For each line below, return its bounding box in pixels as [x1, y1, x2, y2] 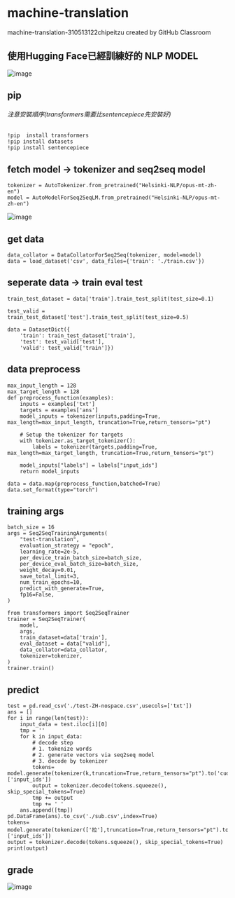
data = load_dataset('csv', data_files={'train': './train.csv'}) [7, 257, 205, 264]
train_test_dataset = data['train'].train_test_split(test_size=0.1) [7, 295, 215, 302]
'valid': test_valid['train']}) [20, 344, 114, 351]
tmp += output [32, 794, 73, 802]
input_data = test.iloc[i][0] [20, 721, 108, 728]
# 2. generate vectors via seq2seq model [32, 751, 155, 758]
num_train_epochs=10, [20, 579, 83, 586]
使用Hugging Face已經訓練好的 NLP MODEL [7, 50, 199, 62]
